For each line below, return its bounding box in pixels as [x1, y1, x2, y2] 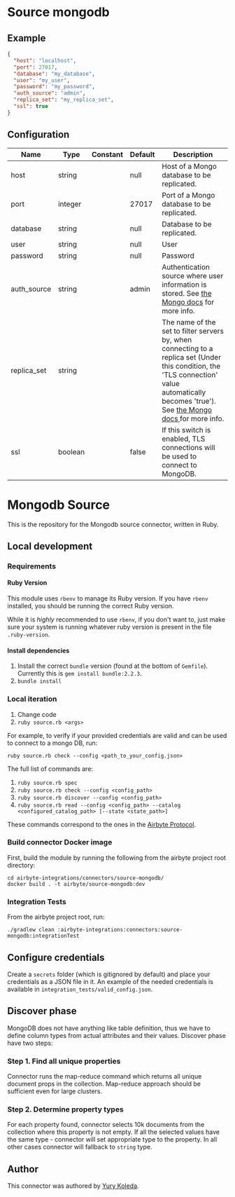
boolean [58, 446, 85, 456]
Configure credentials [7, 951, 105, 964]
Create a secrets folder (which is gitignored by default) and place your [7, 970, 211, 978]
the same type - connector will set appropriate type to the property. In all [7, 1135, 218, 1144]
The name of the [162, 317, 216, 327]
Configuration [7, 129, 70, 141]
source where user [162, 271, 224, 280]
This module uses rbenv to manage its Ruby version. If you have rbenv [7, 594, 208, 603]
